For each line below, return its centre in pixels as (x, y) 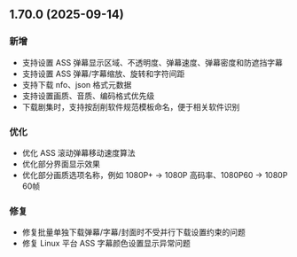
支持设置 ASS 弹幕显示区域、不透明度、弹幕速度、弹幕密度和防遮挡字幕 (152, 62)
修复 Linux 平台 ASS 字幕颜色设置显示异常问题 (106, 244)
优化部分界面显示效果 (61, 164)
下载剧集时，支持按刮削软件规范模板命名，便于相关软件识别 (131, 106)
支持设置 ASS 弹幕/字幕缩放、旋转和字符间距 (103, 74)
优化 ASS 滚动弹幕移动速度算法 (78, 152)
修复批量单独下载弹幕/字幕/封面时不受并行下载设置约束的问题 (133, 232)
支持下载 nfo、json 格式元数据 (77, 84)
